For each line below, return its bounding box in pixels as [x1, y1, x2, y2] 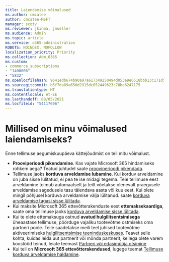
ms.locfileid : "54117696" [5, 101, 59, 107]
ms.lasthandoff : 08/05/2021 [5, 96, 64, 101]
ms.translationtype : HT [5, 87, 55, 92]
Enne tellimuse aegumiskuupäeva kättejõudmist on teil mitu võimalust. [5, 150, 150, 156]
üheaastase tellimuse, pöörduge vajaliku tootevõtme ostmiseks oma [12, 219, 153, 225]
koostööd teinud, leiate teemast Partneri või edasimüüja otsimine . [12, 241, 148, 247]
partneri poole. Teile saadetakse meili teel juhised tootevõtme [12, 225, 140, 231]
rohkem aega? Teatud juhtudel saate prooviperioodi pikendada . [12, 166, 144, 172]
